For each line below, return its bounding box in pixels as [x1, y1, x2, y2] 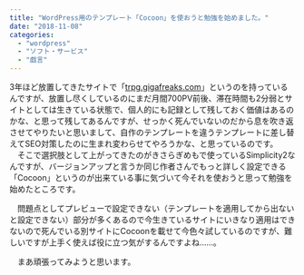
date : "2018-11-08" [9, 22, 83, 31]
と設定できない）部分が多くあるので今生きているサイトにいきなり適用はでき [9, 214, 296, 225]
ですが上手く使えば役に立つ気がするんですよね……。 [25, 237, 222, 248]
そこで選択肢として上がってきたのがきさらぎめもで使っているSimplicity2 [16, 150, 288, 160]
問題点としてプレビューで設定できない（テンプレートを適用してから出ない [16, 203, 295, 213]
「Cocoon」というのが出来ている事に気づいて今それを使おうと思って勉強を [9, 172, 293, 182]
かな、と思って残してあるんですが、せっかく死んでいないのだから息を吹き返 [9, 115, 294, 126]
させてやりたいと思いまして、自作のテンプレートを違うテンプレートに [9, 127, 271, 137]
